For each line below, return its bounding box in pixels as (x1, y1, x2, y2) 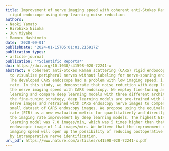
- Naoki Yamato (5, 21, 37, 27)
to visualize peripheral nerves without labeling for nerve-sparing (10, 73, 156, 78)
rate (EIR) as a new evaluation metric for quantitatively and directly (10, 110, 165, 116)
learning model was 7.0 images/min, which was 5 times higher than (10, 119, 154, 125)
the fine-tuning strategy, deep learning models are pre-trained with (10, 96, 161, 101)
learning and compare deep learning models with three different (10, 92, 150, 97)
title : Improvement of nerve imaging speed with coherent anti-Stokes (5, 7, 156, 13)
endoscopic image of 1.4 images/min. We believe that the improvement (10, 124, 161, 129)
